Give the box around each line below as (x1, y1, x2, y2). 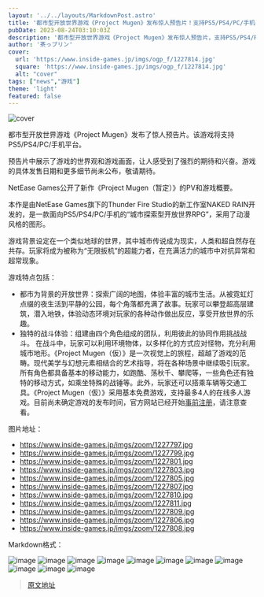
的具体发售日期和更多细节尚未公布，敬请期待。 (8, 166, 159, 176)
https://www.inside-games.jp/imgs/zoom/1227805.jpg (19, 473, 195, 483)
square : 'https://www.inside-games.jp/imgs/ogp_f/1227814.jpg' (15, 63, 226, 71)
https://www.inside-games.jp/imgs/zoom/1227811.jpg (19, 499, 192, 508)
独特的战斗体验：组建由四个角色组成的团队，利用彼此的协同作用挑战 (19, 328, 240, 339)
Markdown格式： (8, 540, 64, 550)
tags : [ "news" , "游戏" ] (8, 77, 80, 85)
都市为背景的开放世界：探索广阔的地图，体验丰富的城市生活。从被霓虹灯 (19, 289, 254, 299)
